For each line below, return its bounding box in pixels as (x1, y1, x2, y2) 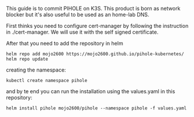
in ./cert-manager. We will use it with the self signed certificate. (6, 29, 159, 36)
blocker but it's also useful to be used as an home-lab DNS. (6, 11, 150, 18)
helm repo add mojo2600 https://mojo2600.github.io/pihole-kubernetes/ (6, 51, 184, 57)
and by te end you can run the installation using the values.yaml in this (6, 88, 175, 95)
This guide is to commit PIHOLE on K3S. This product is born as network (6, 5, 181, 12)
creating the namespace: (6, 66, 66, 73)
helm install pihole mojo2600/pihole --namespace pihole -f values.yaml (6, 105, 187, 111)
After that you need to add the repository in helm (6, 40, 124, 47)
